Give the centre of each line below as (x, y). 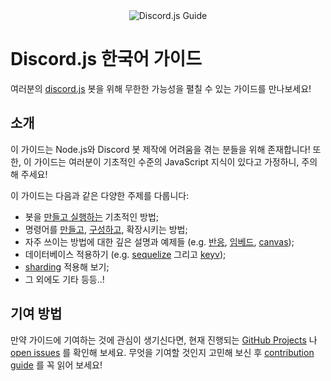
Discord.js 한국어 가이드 (106, 59)
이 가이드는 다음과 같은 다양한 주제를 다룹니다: (100, 195)
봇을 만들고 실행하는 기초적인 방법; (91, 216)
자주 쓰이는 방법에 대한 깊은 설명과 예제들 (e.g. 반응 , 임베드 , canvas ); (159, 241)
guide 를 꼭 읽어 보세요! (56, 365)
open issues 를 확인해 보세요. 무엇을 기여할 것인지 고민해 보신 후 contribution (162, 352)
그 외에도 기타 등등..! (64, 279)
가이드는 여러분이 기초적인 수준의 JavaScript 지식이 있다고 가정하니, (166, 161)
